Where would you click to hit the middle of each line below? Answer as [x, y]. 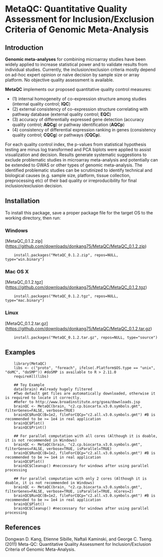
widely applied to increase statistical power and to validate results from [76, 64]
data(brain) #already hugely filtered [53, 389]
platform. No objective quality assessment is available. [60, 80]
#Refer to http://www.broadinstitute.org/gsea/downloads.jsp [77, 402]
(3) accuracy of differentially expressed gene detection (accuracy [78, 119]
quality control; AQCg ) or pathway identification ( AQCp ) [68, 125]
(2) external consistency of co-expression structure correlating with [80, 109]
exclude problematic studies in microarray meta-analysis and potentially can [81, 160]
